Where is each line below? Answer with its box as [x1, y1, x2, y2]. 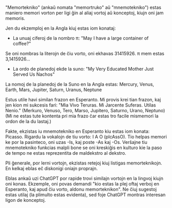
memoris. [5, 15, 26, 21]
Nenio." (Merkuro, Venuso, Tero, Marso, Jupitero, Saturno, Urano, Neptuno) [5, 108, 165, 113]
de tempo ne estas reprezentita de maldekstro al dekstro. [5, 150, 127, 156]
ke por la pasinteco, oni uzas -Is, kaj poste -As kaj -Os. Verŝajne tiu [5, 139, 147, 145]
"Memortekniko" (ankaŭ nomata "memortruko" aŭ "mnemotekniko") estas [5, 5, 162, 10]
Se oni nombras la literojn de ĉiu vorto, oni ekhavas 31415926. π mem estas [5, 51, 164, 56]
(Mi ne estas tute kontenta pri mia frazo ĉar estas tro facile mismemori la [5, 113, 159, 119]
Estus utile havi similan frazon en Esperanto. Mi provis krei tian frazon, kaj [5, 97, 161, 102]
